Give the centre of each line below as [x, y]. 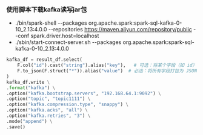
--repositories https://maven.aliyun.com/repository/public [120, 30]
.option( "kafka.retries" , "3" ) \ [48, 116]
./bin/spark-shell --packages [51, 23]
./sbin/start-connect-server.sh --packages [68, 42]
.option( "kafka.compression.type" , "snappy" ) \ [68, 105]
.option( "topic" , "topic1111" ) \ [48, 99]
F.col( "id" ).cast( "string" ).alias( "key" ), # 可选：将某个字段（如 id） [107, 65]
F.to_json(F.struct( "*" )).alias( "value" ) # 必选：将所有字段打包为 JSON [107, 71]
